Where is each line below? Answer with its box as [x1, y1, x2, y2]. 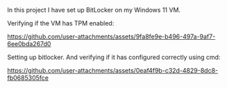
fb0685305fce [7, 74, 49, 82]
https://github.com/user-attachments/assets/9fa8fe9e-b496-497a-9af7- [7, 32, 216, 41]
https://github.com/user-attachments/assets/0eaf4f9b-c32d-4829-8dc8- [7, 67, 219, 74]
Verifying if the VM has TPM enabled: [7, 19, 115, 27]
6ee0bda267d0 [7, 40, 51, 47]
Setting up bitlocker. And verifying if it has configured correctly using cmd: [7, 53, 221, 61]
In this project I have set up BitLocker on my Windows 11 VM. [7, 6, 181, 14]
